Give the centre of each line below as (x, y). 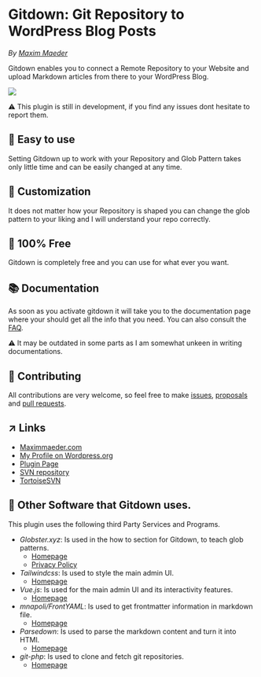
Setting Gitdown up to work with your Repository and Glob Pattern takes (125, 158)
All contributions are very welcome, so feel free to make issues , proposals (128, 395)
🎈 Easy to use (42, 140)
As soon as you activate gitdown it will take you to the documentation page (130, 311)
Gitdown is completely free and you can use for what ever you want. (119, 263)
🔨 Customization (50, 191)
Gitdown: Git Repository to (96, 15)
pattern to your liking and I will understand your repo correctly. (109, 219)
